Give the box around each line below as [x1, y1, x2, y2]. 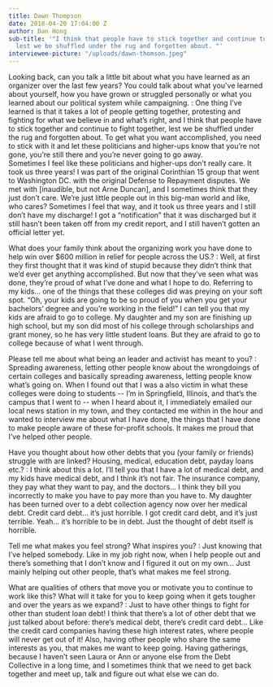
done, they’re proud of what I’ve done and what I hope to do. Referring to [8, 278, 253, 287]
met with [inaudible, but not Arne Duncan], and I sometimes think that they [8, 185, 258, 193]
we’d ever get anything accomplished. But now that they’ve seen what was [8, 269, 258, 279]
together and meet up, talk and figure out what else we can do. [8, 669, 219, 679]
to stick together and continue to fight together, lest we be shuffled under [8, 124, 254, 133]
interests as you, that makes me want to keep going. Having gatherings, [8, 643, 249, 653]
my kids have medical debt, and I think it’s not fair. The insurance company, [8, 473, 260, 483]
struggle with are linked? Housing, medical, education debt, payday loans [8, 456, 254, 466]
